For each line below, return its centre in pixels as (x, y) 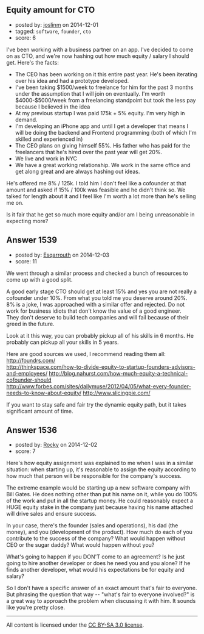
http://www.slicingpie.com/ (117, 393)
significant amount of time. (40, 411)
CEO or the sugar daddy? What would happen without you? (80, 545)
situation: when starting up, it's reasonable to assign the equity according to (101, 469)
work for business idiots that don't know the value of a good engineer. (94, 311)
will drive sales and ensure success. (52, 514)
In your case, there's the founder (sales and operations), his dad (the (92, 525)
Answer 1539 (32, 240)
